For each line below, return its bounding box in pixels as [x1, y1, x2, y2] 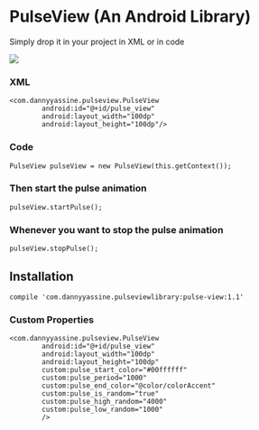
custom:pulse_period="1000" [42, 373, 147, 383]
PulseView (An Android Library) [9, 6, 251, 27]
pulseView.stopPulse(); [9, 244, 99, 254]
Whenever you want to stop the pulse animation [9, 223, 224, 236]
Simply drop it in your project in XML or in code [9, 36, 185, 47]
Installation [9, 268, 74, 284]
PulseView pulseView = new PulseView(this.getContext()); [9, 161, 232, 171]
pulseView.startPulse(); [9, 202, 103, 211]
